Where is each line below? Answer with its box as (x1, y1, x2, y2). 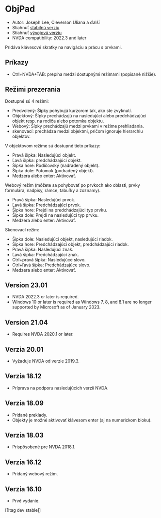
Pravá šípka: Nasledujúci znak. (12, 246, 74, 252)
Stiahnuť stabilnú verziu (12, 24, 60, 30)
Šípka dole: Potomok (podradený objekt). (12, 167, 95, 173)
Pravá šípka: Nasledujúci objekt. (12, 152, 77, 158)
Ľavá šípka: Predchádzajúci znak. (12, 251, 79, 258)
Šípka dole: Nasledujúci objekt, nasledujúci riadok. (12, 236, 113, 242)
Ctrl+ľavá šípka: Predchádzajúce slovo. (12, 262, 91, 268)
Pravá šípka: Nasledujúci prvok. (12, 196, 76, 202)
